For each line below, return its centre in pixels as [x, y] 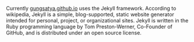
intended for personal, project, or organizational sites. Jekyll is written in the [97, 20]
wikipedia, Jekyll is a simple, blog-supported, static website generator [90, 14]
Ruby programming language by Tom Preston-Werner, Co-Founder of [89, 26]
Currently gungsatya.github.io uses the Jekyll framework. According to [91, 8]
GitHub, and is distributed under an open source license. [74, 33]
